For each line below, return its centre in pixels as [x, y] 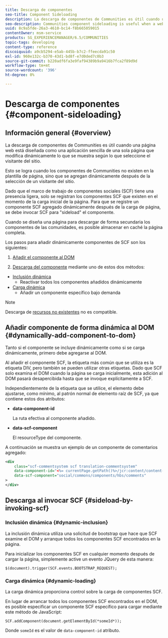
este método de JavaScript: [34, 612]
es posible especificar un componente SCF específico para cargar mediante [84, 606]
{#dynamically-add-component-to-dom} [70, 335]
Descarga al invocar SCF [44, 500]
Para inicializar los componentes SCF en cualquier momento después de [80, 553]
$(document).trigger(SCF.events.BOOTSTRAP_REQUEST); [61, 568]
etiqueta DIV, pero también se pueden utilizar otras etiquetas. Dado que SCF [84, 367]
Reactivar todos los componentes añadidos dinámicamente [81, 282]
